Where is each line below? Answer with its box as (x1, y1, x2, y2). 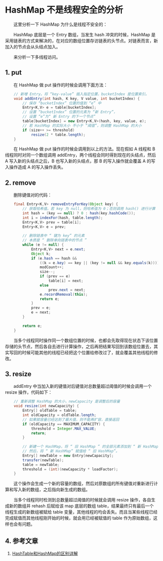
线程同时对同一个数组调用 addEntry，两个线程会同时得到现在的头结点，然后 (5, 152, 156, 158)
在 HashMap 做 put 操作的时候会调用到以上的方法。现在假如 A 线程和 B (13, 146, 155, 152)
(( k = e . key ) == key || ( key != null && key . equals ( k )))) (39, 260, 160, 265)
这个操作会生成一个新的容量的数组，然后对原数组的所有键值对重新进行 (13, 481, 154, 486)
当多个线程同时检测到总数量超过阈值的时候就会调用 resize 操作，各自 (13, 497, 151, 503)
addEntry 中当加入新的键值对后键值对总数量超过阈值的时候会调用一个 (13, 384, 152, 389)
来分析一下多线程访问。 (13, 54, 61, 60)
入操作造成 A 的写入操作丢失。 (5, 164, 66, 170)
